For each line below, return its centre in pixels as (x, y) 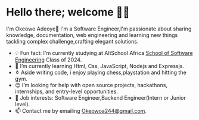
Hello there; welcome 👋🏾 (68, 12)
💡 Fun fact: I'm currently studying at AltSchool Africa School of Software (104, 53)
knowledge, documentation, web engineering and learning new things (92, 35)
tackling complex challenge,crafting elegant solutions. (72, 41)
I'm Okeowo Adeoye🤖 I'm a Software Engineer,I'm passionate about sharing (99, 29)
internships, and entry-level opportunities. (66, 91)
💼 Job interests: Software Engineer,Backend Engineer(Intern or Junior (100, 97)
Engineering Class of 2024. (48, 60)
